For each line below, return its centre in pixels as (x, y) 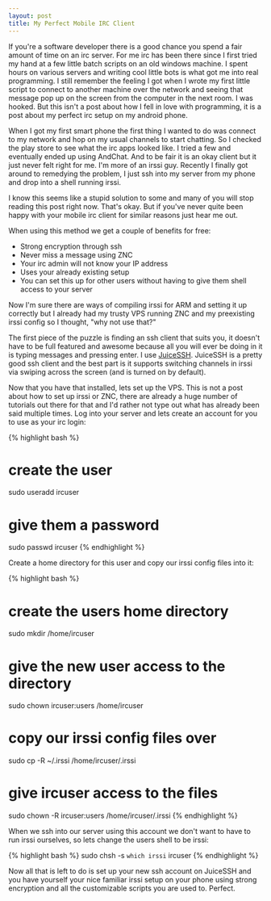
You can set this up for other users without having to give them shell (133, 280)
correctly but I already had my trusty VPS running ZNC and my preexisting (132, 313)
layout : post (30, 16)
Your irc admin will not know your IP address (94, 263)
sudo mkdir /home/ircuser (52, 634)
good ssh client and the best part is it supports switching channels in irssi (130, 363)
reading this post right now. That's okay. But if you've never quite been (126, 206)
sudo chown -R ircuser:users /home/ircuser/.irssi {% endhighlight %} (123, 815)
